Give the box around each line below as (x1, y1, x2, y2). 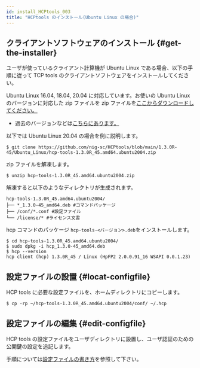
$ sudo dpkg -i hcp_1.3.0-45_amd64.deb (6, 244, 106, 250)
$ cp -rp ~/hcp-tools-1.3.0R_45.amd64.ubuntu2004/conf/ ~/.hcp (6, 300, 167, 307)
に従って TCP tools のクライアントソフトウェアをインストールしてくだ (11, 72, 184, 79)
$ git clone (6, 144, 36, 150)
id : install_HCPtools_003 (6, 8, 70, 15)
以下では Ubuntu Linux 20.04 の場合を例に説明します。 (6, 132, 141, 139)
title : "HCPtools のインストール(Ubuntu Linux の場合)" (6, 14, 139, 20)
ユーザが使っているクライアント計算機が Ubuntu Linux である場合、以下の (6, 64, 188, 72)
